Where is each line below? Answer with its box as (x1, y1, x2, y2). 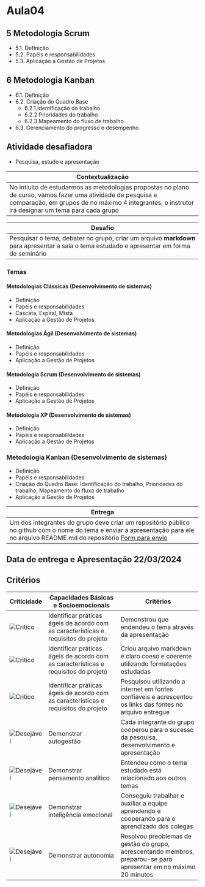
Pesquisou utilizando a (120, 677, 185, 685)
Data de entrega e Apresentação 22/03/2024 (6, 554, 182, 565)
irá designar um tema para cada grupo (9, 206, 119, 215)
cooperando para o (120, 814, 176, 823)
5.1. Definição (15, 44, 49, 51)
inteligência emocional (48, 810, 113, 819)
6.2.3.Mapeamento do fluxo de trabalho (24, 117, 124, 124)
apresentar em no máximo (120, 862, 196, 871)
